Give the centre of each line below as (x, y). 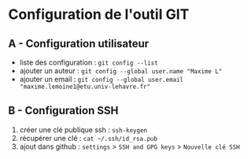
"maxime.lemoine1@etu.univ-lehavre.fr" (85, 87)
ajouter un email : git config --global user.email (101, 79)
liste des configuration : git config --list (89, 62)
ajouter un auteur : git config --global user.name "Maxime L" (121, 71)
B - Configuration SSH (63, 111)
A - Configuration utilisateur (79, 44)
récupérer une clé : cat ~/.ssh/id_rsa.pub (88, 138)
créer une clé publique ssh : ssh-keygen (83, 129)
